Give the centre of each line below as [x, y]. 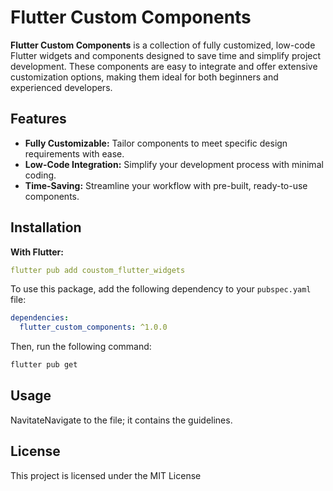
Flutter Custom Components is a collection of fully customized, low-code [163, 45]
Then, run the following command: [81, 347]
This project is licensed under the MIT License [106, 475]
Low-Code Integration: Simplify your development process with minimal [174, 164]
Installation [46, 227]
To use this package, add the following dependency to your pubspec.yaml [161, 289]
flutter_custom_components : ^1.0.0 [93, 327]
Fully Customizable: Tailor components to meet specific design [156, 143]
